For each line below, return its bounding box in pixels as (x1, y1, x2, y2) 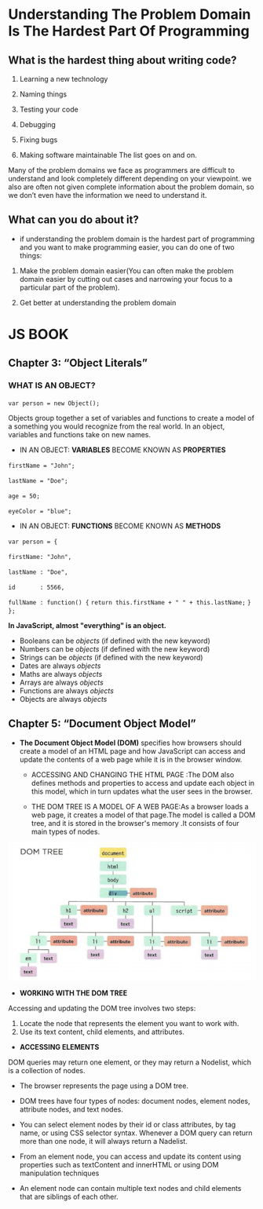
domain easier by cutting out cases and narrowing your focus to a (19, 274, 233, 283)
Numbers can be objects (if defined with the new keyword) (19, 644, 210, 653)
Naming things (19, 89, 68, 99)
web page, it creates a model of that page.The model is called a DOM (31, 810, 256, 820)
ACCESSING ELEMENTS (19, 1042, 100, 1051)
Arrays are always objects (19, 678, 104, 687)
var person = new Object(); (8, 399, 100, 407)
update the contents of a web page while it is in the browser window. (19, 754, 243, 764)
